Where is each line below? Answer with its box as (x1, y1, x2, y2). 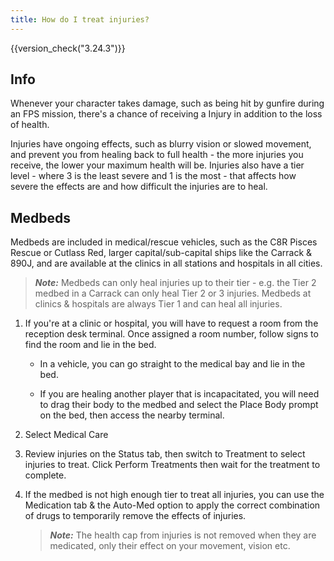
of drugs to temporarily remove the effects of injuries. (24, 510, 247, 522)
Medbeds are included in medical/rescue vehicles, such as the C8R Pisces (10, 236, 318, 248)
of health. (10, 119, 50, 131)
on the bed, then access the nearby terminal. (39, 409, 225, 421)
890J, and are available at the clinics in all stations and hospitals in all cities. (10, 257, 323, 270)
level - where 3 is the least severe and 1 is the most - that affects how (10, 170, 297, 182)
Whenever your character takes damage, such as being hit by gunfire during (10, 97, 325, 110)
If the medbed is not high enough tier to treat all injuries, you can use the (24, 489, 325, 501)
